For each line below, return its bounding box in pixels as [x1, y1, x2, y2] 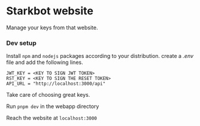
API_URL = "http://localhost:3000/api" [6, 81, 106, 87]
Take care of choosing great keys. [6, 91, 90, 99]
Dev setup [6, 39, 37, 47]
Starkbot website [6, 4, 94, 18]
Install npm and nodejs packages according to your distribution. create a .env [6, 53, 193, 60]
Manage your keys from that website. [6, 24, 98, 31]
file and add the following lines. [6, 59, 83, 66]
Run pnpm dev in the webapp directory [6, 103, 99, 110]
